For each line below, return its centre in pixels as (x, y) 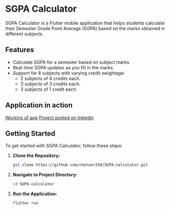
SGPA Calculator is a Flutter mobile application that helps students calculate (85, 23)
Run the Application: (35, 194)
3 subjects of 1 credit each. (49, 89)
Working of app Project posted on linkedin (50, 117)
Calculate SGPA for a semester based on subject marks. (71, 62)
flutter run (25, 203)
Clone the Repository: (36, 155)
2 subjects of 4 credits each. (50, 78)
